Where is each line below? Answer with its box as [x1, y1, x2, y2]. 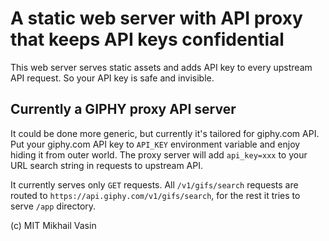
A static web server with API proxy [10, 7, 303, 30]
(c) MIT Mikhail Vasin [10, 219, 97, 231]
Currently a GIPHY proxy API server [10, 101, 237, 118]
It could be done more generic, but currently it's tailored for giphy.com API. [10, 127, 320, 139]
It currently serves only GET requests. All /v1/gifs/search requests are [10, 178, 299, 191]
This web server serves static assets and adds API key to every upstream [10, 61, 313, 73]
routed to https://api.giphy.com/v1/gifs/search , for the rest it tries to [10, 189, 301, 201]
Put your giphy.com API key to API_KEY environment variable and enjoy [10, 138, 301, 150]
